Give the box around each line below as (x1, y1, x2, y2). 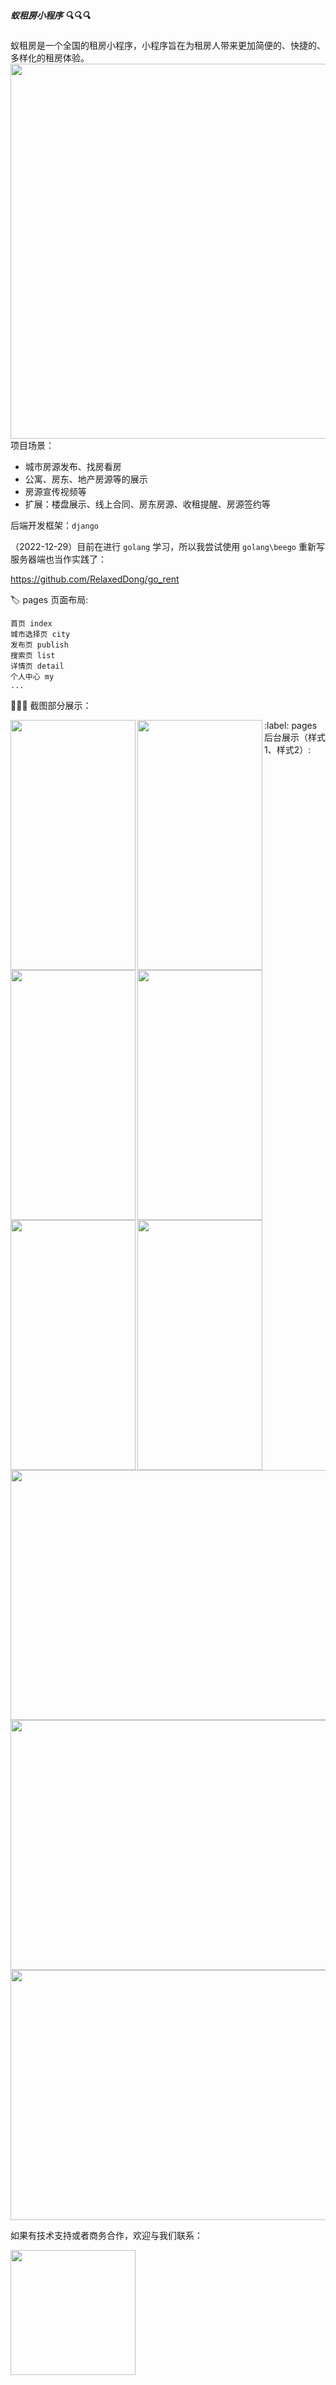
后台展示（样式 (264, 731, 326, 743)
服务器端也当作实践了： (10, 553, 107, 565)
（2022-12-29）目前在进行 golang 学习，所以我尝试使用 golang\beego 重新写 (10, 540, 325, 552)
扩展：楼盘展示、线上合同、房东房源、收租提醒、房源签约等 (24, 498, 271, 510)
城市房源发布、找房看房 (24, 460, 122, 472)
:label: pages (264, 719, 318, 731)
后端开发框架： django (10, 519, 99, 531)
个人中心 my (10, 671, 55, 682)
